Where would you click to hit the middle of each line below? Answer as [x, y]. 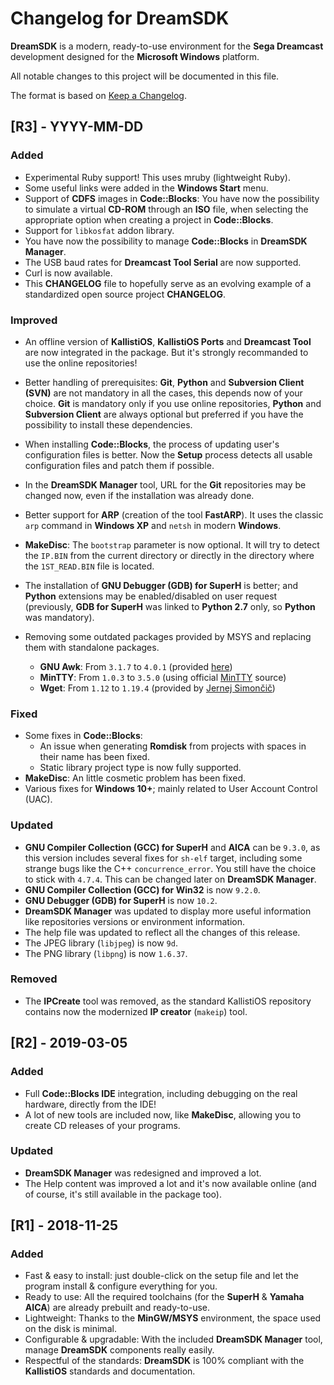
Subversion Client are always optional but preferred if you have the [164, 414]
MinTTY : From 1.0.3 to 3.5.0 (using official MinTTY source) [163, 677]
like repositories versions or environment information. [135, 921]
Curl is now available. [68, 273]
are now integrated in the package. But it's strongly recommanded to [166, 352]
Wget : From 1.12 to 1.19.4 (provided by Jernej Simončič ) [157, 688]
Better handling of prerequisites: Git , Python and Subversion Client [164, 382]
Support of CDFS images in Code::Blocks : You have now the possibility [172, 198]
